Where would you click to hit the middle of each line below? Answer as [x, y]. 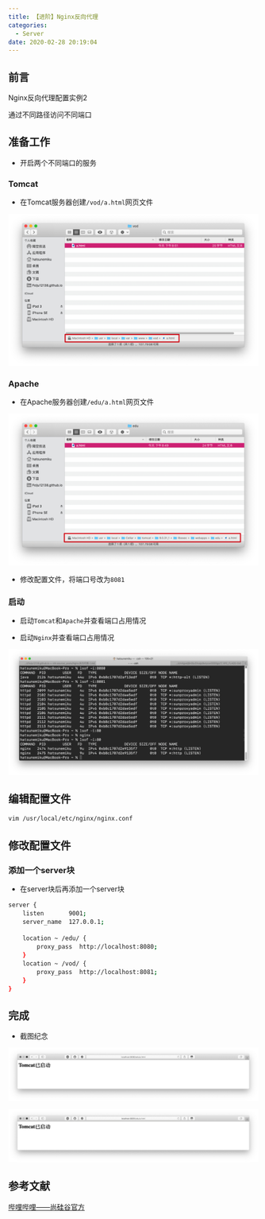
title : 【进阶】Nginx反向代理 [54, 17]
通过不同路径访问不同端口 [50, 115]
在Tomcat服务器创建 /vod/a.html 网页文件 [86, 202]
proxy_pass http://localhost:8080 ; [97, 947]
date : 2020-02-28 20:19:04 [53, 42]
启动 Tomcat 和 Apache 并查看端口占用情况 [83, 621]
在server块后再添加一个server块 [72, 889]
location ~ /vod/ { [55, 964]
